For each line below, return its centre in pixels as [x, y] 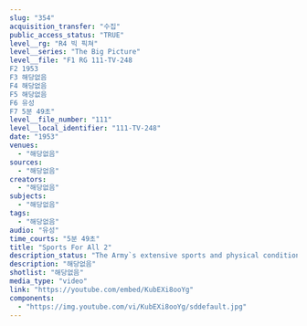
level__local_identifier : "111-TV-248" [85, 129]
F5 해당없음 [28, 94]
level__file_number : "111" [61, 120]
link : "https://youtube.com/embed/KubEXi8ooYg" [102, 289]
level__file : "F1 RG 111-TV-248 [71, 60]
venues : [24, 145]
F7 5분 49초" [32, 111]
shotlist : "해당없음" [47, 273]
